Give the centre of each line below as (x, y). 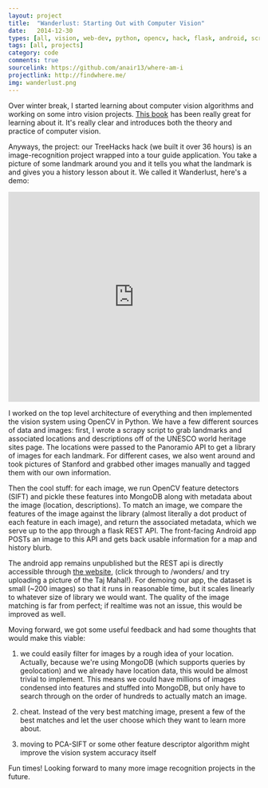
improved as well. (37, 614)
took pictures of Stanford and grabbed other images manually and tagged (129, 464)
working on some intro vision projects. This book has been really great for (130, 114)
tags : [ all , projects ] (46, 46)
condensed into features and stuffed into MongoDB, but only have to (132, 687)
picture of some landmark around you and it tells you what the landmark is (130, 163)
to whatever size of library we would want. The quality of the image (119, 597)
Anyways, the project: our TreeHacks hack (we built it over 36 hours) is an (130, 146)
